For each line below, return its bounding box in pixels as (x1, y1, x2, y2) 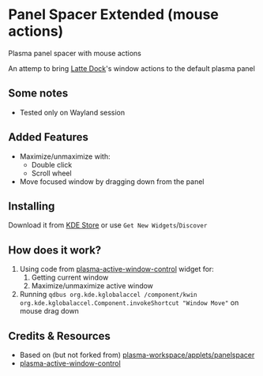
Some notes (8, 87, 69, 100)
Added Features (8, 130, 89, 144)
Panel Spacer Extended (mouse (8, 6, 220, 24)
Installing (8, 199, 55, 212)
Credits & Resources (8, 329, 111, 343)
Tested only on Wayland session (19, 107, 126, 117)
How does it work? (8, 243, 102, 257)
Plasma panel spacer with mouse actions (8, 48, 142, 58)
